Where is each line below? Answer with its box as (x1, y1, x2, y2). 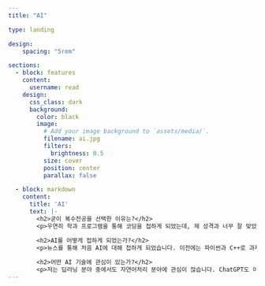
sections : (8, 61, 41, 69)
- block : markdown (15, 186, 77, 194)
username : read (28, 84, 80, 91)
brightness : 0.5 (50, 149, 104, 158)
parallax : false (43, 171, 97, 180)
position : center (43, 164, 101, 172)
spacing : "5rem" (22, 47, 77, 55)
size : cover (43, 157, 83, 165)
